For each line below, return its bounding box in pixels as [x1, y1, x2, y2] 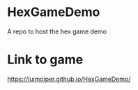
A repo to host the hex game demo [7, 27, 107, 36]
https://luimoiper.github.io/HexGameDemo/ [7, 75, 131, 83]
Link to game [7, 52, 84, 68]
